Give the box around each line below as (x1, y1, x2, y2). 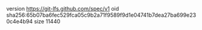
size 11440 (34, 18, 61, 25)
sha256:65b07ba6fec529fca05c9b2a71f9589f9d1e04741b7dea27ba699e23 (6, 11, 197, 19)
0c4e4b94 (6, 18, 33, 25)
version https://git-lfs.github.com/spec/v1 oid (6, 5, 120, 12)
